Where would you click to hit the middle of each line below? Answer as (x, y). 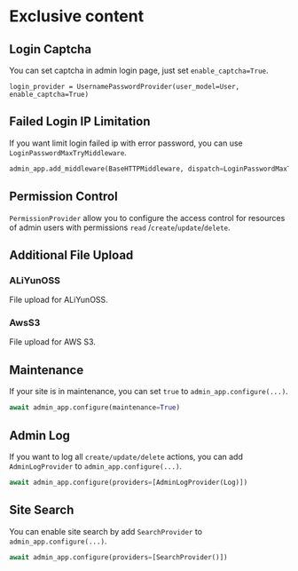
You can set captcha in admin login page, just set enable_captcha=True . (139, 70)
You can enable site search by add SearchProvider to (106, 531)
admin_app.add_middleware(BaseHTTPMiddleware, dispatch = (117, 169)
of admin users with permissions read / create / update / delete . (120, 227)
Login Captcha (50, 49)
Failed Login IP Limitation (80, 122)
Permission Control (63, 197)
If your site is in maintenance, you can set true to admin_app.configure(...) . (149, 392)
